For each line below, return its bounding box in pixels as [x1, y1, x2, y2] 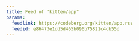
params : [6, 14, 26, 20]
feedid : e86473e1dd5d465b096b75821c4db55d [11, 25, 120, 32]
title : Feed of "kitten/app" [6, 8, 79, 15]
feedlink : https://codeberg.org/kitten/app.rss [11, 20, 134, 26]
